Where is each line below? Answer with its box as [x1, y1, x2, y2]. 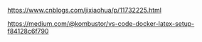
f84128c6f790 [7, 27, 49, 35]
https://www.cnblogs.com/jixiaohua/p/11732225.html [7, 6, 162, 14]
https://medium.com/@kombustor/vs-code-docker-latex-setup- [7, 20, 195, 27]
